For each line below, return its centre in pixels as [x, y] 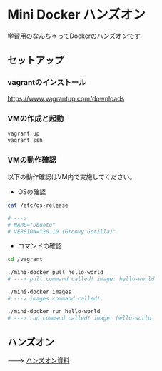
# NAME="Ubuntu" [31, 225]
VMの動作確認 [32, 160]
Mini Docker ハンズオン [76, 15]
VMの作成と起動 [36, 118]
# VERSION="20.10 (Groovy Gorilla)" [62, 232]
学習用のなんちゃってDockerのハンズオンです [74, 36]
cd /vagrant [25, 260]
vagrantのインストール [47, 83]
